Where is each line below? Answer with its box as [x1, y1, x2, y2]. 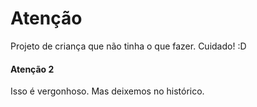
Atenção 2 [10, 63, 55, 75]
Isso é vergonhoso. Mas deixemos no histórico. [10, 85, 205, 97]
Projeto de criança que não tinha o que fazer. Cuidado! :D [10, 40, 247, 52]
